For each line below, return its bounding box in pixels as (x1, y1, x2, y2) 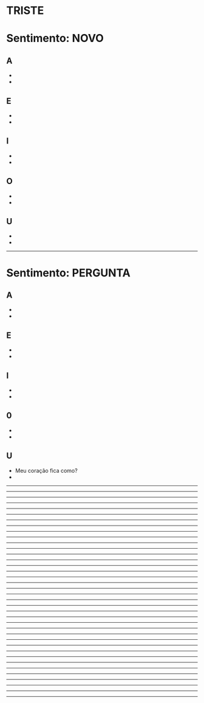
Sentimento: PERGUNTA (6, 266, 131, 279)
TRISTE (6, 4, 44, 18)
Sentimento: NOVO (6, 32, 104, 46)
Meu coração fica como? (15, 467, 78, 474)
